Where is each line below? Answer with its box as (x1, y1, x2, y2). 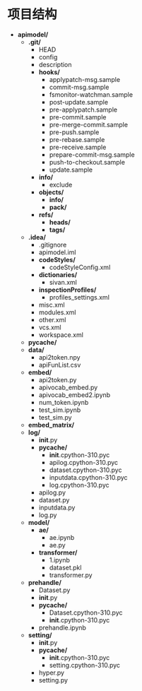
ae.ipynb (49, 533, 75, 541)
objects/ (38, 188, 64, 196)
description (38, 60, 72, 69)
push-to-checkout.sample (49, 158, 126, 166)
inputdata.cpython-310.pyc (49, 473, 129, 481)
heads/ (49, 218, 71, 226)
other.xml (38, 315, 66, 324)
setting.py (38, 675, 69, 684)
